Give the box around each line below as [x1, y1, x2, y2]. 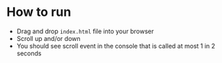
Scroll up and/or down [16, 34, 81, 42]
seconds [16, 49, 42, 57]
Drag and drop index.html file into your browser [16, 27, 154, 35]
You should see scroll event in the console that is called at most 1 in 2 [16, 42, 216, 50]
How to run [6, 4, 72, 20]
